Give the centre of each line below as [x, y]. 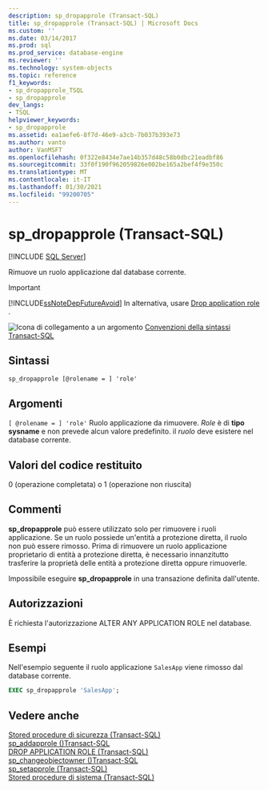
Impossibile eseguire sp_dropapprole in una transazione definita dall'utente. [134, 578]
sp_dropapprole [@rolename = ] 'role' [73, 379]
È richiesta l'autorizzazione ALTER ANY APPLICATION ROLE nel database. [130, 623]
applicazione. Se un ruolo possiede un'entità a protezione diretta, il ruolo [128, 537]
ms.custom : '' [32, 30]
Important [24, 287]
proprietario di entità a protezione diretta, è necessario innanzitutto [119, 554]
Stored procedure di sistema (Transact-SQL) [81, 777]
